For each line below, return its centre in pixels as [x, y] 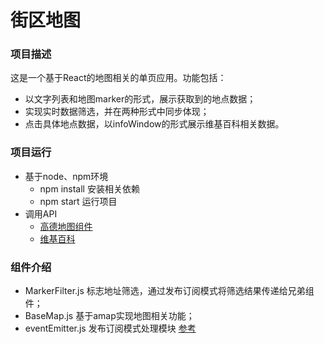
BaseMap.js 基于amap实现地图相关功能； [109, 316]
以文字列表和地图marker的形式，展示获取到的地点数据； [140, 99]
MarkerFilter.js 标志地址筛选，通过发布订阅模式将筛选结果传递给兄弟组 [169, 291]
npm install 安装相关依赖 [89, 188]
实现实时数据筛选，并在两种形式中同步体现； [117, 112]
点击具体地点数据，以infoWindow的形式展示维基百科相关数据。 [154, 124]
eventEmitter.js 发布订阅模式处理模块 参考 [110, 328]
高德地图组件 [66, 226]
